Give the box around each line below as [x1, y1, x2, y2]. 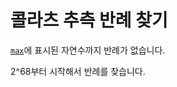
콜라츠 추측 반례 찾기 [10, 9, 168, 32]
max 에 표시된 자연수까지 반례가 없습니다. [10, 44, 166, 56]
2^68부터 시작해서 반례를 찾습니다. [10, 65, 146, 77]
